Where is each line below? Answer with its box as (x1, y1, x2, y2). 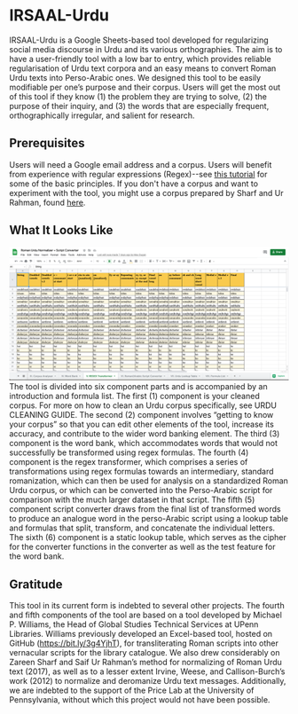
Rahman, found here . (9, 197, 86, 208)
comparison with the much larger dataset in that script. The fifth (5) (9, 494, 255, 506)
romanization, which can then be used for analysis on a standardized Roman (9, 475, 288, 486)
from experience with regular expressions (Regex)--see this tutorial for (9, 169, 268, 179)
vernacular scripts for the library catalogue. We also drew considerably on (9, 647, 280, 658)
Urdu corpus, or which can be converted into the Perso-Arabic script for (9, 485, 273, 496)
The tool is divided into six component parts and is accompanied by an (9, 381, 268, 392)
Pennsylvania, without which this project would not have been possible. (9, 694, 271, 705)
